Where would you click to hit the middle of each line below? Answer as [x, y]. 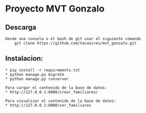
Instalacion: [24, 59]
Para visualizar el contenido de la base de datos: [61, 101]
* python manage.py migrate [35, 74]
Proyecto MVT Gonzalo [55, 9]
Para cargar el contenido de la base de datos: [56, 88]
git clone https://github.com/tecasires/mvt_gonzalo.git [76, 43]
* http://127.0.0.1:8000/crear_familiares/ [52, 92]
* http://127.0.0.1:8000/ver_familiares [48, 105]
